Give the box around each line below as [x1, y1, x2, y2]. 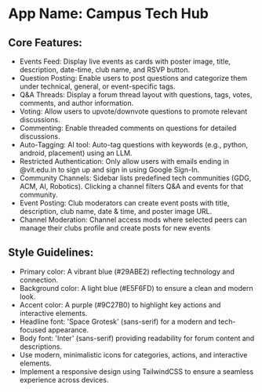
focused [19, 325, 47, 334]
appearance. [48, 325, 89, 334]
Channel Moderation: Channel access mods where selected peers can [19, 215, 247, 224]
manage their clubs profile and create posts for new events [19, 223, 211, 232]
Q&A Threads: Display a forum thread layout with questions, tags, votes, [19, 90, 253, 99]
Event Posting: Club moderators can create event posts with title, [19, 198, 230, 208]
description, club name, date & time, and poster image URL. [19, 207, 213, 216]
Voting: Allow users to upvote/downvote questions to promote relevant [19, 107, 248, 116]
